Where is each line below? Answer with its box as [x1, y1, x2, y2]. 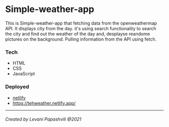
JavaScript [12, 71, 35, 77]
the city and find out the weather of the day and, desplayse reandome [5, 31, 150, 37]
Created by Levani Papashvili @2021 [5, 116, 81, 122]
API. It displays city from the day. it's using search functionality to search [5, 25, 156, 31]
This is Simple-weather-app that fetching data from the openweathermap [5, 20, 157, 26]
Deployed [5, 83, 29, 90]
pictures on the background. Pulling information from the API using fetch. [5, 36, 157, 42]
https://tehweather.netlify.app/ [12, 100, 76, 106]
